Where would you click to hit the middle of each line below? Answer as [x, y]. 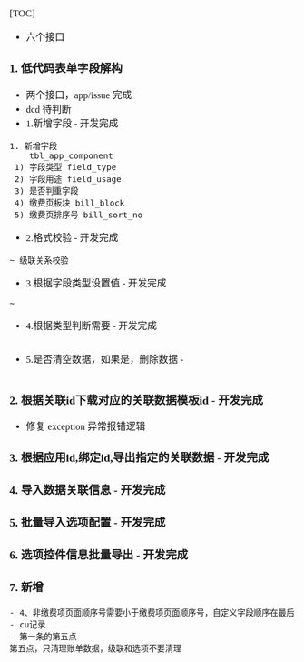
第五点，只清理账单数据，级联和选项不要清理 [96, 648]
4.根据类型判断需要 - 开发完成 [91, 326]
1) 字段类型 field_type [65, 167]
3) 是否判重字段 [46, 191]
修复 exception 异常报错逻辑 [86, 427]
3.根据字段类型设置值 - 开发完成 [96, 283]
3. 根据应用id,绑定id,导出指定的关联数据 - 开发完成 [139, 458]
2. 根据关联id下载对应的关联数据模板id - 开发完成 [137, 400]
